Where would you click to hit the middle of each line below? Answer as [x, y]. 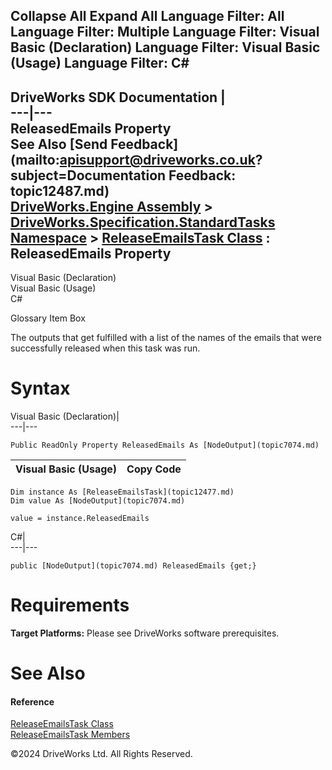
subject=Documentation [88, 175]
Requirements [70, 605]
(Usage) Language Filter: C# [100, 63]
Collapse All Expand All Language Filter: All [147, 16]
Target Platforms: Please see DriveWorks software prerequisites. [145, 633]
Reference [32, 701]
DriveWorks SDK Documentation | [118, 97]
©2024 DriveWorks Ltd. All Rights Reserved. [101, 754]
